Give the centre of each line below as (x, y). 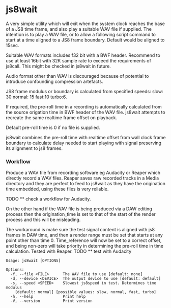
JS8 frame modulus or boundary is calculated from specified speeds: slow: (84, 91)
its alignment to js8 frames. (34, 148)
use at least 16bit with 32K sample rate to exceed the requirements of (79, 60)
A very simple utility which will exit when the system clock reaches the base (85, 24)
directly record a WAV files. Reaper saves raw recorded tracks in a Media (82, 178)
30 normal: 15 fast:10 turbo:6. (36, 97)
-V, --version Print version (52, 301)
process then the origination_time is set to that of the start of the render (81, 214)
